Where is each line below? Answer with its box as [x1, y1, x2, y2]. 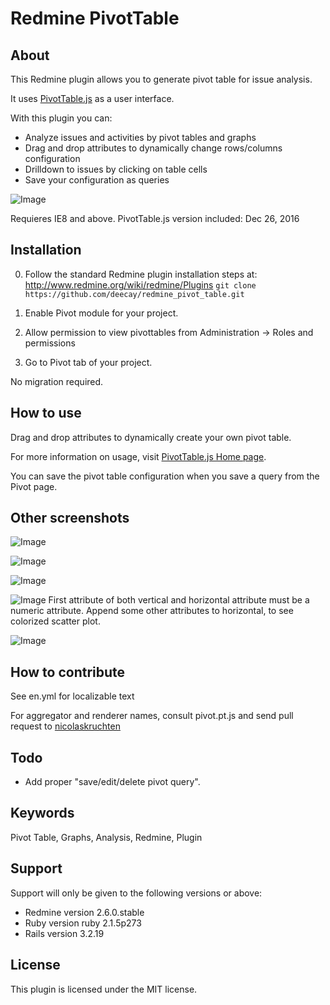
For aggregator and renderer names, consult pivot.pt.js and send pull [10, 710, 294, 722]
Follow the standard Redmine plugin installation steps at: [24, 268, 258, 280]
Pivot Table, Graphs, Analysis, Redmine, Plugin [10, 831, 203, 843]
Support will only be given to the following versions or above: [10, 887, 263, 899]
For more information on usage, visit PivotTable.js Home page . [10, 450, 267, 462]
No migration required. [10, 375, 104, 387]
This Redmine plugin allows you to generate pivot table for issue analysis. [10, 73, 313, 85]
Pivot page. [10, 480, 58, 492]
